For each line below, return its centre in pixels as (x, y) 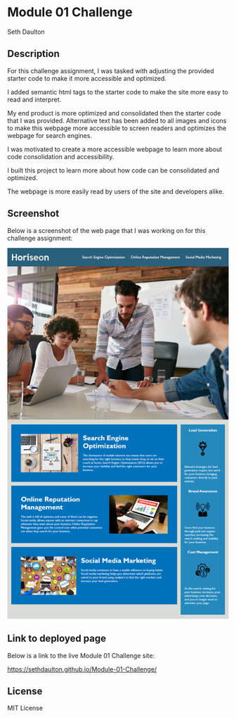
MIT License (25, 708)
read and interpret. (34, 99)
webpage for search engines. (50, 135)
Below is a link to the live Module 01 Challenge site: (81, 655)
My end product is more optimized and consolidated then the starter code (114, 113)
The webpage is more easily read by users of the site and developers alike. (116, 191)
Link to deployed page (57, 639)
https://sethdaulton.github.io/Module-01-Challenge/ (82, 669)
